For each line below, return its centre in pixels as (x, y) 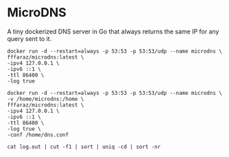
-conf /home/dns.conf (38, 134)
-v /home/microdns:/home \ (46, 99)
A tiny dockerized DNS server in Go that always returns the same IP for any (113, 31)
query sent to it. (29, 38)
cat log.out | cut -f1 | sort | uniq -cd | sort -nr (84, 147)
